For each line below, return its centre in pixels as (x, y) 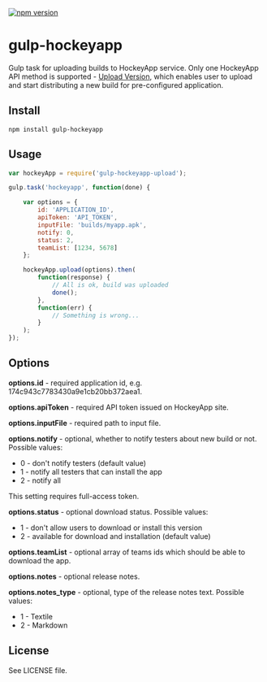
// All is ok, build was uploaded (110, 285)
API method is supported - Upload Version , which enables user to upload (131, 76)
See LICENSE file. (38, 670)
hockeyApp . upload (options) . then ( (80, 270)
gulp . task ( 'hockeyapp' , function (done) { (80, 188)
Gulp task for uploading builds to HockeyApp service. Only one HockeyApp (134, 67)
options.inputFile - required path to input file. (85, 423)
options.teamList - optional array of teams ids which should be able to (127, 552)
